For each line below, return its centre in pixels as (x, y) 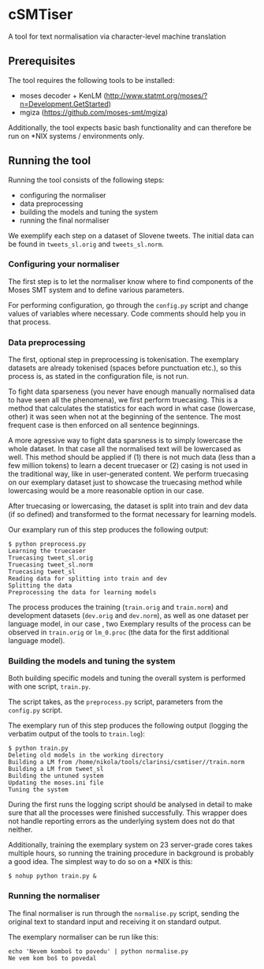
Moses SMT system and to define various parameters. (96, 290)
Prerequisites (42, 61)
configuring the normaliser (63, 195)
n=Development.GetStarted (64, 103)
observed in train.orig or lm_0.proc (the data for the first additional (119, 632)
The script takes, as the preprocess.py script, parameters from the (115, 702)
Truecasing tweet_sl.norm (50, 565)
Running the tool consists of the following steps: (86, 180)
